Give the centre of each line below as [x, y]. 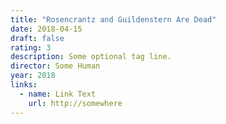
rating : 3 [31, 47]
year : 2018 [33, 76]
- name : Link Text [58, 94]
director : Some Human [55, 66]
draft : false [37, 38]
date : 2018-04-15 [46, 29]
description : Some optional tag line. [91, 57]
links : [24, 85]
